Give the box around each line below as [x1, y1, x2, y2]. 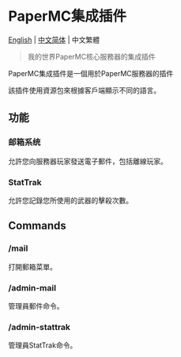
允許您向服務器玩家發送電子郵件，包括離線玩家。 [8, 156, 168, 166]
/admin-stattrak [8, 321, 71, 332]
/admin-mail [8, 282, 57, 294]
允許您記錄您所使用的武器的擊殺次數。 [8, 195, 133, 205]
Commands [8, 219, 67, 232]
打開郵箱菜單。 [8, 262, 57, 271]
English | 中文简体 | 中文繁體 [8, 35, 100, 44]
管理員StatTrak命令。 [8, 340, 77, 350]
